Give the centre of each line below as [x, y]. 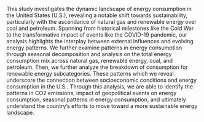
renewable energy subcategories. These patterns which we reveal [90, 74]
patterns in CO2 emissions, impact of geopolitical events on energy [92, 93]
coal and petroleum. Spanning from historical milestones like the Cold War [100, 28]
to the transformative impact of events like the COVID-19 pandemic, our [97, 35]
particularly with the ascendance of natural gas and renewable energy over [101, 22]
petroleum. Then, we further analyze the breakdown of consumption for [97, 67]
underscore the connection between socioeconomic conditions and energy [102, 80]
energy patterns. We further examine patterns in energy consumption [94, 48]
